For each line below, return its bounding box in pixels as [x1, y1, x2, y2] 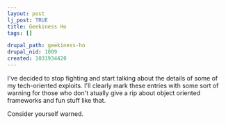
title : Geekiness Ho [7, 23, 67, 30]
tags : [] [7, 29, 33, 37]
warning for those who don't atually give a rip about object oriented [7, 88, 200, 97]
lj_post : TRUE [7, 17, 49, 24]
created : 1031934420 [7, 55, 67, 62]
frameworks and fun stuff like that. [7, 96, 106, 104]
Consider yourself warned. [7, 109, 84, 118]
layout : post [7, 10, 45, 17]
